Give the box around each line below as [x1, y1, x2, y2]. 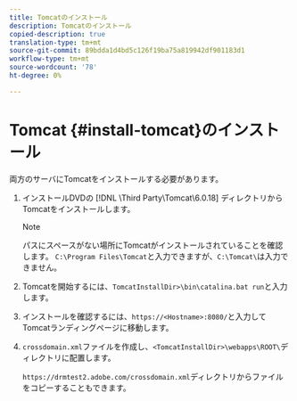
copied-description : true [9, 29, 105, 38]
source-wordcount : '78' [9, 63, 98, 72]
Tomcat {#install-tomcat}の [9, 119, 219, 140]
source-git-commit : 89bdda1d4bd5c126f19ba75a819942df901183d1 [9, 46, 245, 55]
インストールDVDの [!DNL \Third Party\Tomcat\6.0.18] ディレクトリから [21, 192, 284, 203]
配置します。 [69, 352, 116, 363]
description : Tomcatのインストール [9, 21, 132, 30]
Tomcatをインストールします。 [21, 203, 136, 214]
